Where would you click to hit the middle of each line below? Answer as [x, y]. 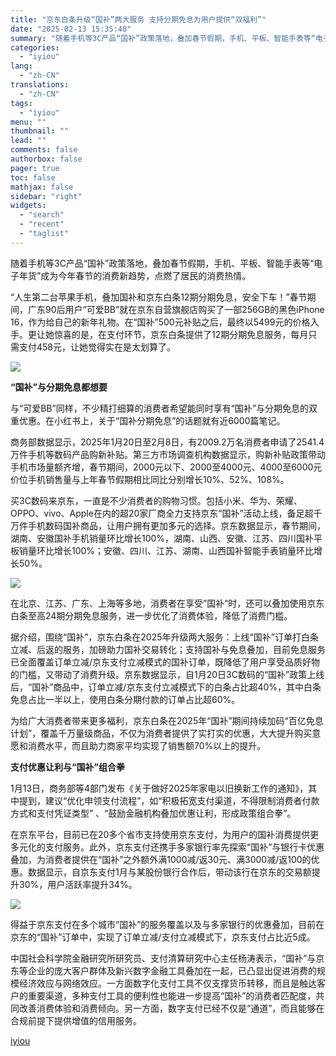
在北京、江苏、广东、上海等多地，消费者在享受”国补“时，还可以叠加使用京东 [167, 603]
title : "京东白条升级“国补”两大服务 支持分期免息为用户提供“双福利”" [138, 19]
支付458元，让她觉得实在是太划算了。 [97, 347]
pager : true [35, 168]
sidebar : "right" [46, 196]
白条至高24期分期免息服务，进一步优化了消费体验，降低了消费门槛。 [151, 615]
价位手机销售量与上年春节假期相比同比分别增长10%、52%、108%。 [150, 479]
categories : [35, 47]
